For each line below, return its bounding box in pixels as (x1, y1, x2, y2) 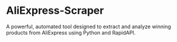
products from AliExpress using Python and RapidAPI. (6, 29, 136, 36)
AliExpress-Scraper (6, 4, 104, 17)
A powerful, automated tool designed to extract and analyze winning (6, 23, 171, 30)
